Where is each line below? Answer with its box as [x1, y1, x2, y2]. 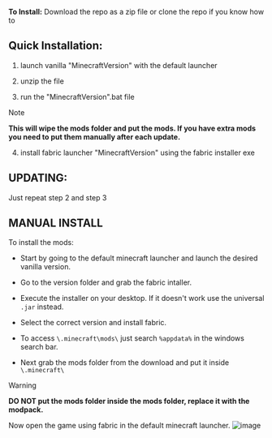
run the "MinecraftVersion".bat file [19, 92, 136, 101]
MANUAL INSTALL [8, 217, 103, 230]
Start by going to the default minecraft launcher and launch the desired [19, 253, 258, 263]
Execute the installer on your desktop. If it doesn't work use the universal [19, 294, 265, 303]
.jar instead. [19, 302, 64, 311]
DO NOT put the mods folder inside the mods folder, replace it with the [8, 397, 250, 406]
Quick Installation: [8, 39, 103, 53]
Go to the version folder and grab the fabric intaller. [19, 277, 192, 287]
